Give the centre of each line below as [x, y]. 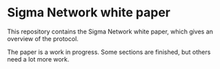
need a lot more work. [38, 59]
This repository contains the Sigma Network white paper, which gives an [110, 31]
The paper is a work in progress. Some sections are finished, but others [109, 52]
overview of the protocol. [43, 38]
